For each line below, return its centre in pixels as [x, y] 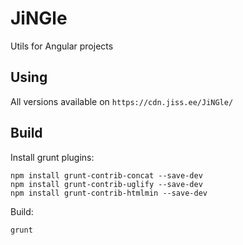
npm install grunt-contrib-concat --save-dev [106, 175]
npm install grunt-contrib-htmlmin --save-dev [109, 193]
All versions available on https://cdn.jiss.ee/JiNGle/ [122, 101]
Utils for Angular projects [62, 46]
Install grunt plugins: [52, 157]
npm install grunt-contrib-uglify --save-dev [106, 184]
